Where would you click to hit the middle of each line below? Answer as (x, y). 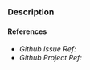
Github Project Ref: (50, 58)
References (27, 31)
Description (31, 12)
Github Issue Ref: (48, 49)
